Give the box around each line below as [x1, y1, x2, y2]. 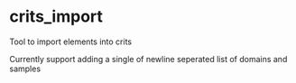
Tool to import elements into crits [9, 36, 133, 47]
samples [9, 63, 42, 74]
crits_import [9, 6, 104, 27]
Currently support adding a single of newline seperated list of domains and [9, 53, 288, 64]
